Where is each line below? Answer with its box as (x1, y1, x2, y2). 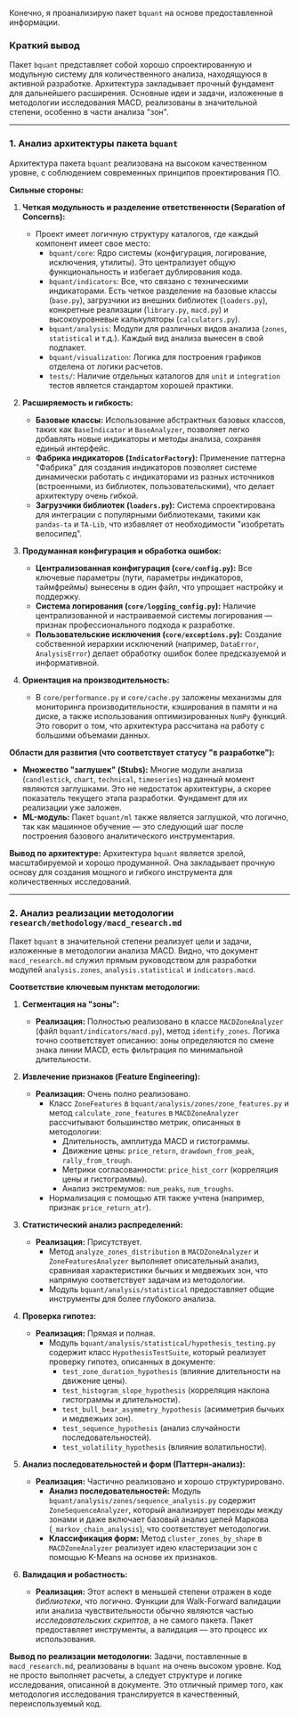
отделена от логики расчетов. (48, 361, 163, 372)
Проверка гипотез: (21, 1310, 96, 1321)
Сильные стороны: (9, 184, 85, 195)
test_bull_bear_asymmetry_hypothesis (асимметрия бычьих (61, 1403, 285, 1414)
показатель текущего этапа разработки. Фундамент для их (21, 792, 248, 803)
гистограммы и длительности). (61, 1394, 181, 1404)
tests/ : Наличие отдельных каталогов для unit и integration (48, 370, 280, 381)
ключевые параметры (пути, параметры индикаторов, (35, 572, 244, 583)
